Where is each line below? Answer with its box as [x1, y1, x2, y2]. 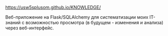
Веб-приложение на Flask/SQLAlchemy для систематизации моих [5, 14, 149, 20]
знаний [5, 20, 21, 25]
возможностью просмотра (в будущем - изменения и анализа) [25, 20, 164, 25]
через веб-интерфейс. [5, 25, 54, 31]
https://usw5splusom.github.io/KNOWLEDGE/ [5, 5, 101, 10]
